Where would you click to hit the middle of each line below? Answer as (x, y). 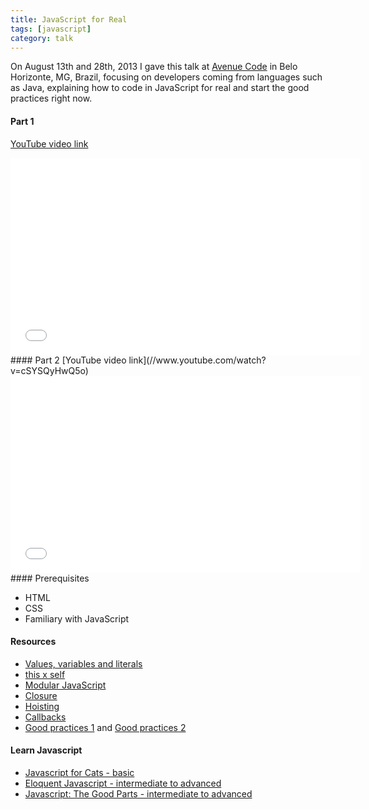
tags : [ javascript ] (51, 29)
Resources (33, 642)
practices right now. (51, 98)
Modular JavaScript (65, 685)
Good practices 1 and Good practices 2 (105, 727)
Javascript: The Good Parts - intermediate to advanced (138, 793)
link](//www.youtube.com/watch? (197, 360)
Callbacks (45, 717)
